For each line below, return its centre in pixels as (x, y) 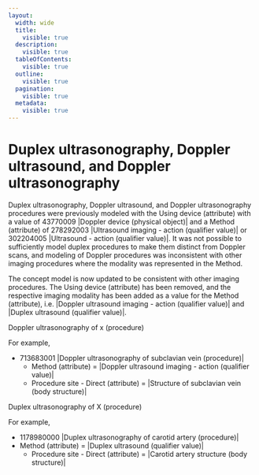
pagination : (35, 89)
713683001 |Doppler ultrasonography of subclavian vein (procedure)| (132, 358)
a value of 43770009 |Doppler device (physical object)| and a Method (121, 221)
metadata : (31, 103)
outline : (30, 74)
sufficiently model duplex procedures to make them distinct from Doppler (127, 247)
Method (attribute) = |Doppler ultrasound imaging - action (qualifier (140, 366)
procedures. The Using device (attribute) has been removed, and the (120, 287)
